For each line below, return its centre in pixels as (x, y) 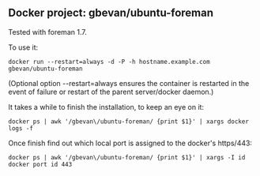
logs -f (21, 128)
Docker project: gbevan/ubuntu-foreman (111, 13)
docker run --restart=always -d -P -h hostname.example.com (109, 62)
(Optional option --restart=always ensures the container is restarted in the (129, 83)
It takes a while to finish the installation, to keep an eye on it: (106, 107)
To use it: (23, 47)
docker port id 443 (40, 164)
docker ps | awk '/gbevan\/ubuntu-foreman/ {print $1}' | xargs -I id (127, 157)
